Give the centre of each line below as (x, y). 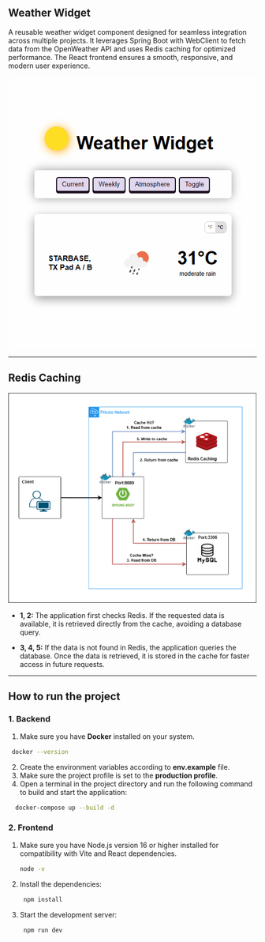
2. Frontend (31, 827)
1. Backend (30, 719)
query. (30, 632)
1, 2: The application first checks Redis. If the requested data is (122, 616)
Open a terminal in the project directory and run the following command (136, 784)
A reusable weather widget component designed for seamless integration (127, 32)
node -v (32, 869)
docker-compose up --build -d (65, 808)
